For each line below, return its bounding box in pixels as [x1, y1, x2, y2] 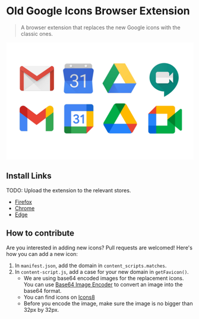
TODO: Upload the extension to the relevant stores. [6, 186, 131, 194]
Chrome [14, 204, 35, 212]
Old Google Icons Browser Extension [6, 4, 190, 18]
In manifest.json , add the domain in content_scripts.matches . [14, 262, 167, 269]
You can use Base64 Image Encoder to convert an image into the [23, 281, 183, 288]
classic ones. [20, 30, 53, 37]
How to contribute [6, 228, 75, 239]
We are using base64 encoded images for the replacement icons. [23, 274, 184, 282]
